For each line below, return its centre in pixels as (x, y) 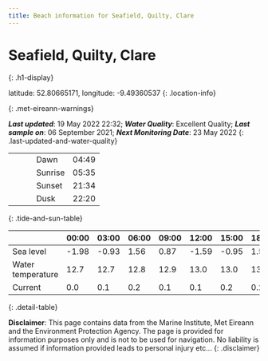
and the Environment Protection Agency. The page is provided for (116, 331)
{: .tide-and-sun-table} (46, 218)
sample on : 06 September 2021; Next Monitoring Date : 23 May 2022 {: (126, 132)
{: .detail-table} (33, 307)
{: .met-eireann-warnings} (51, 108)
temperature (35, 274)
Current (27, 287)
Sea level (29, 251)
